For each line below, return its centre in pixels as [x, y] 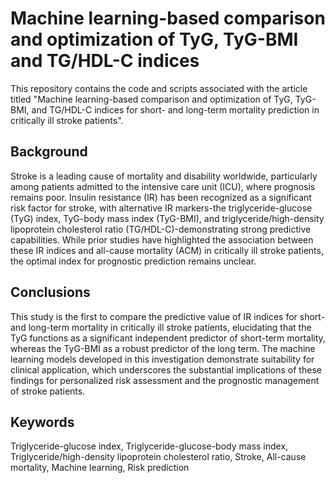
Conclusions [50, 292]
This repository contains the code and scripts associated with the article [159, 88]
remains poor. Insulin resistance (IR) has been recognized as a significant [161, 197]
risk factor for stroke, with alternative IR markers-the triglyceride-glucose [161, 208]
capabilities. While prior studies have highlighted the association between [162, 239]
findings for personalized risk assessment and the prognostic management [165, 380]
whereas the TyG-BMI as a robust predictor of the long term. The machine [163, 348]
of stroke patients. [48, 391]
